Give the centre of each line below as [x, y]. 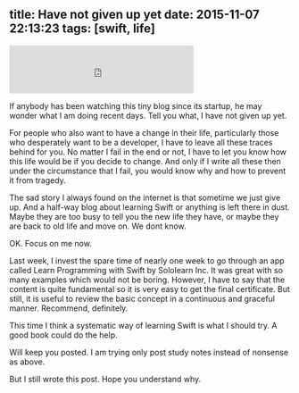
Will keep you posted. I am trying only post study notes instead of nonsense [149, 352]
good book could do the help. [63, 335]
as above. [27, 362]
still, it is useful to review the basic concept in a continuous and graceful [142, 298]
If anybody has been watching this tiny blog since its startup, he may [136, 105]
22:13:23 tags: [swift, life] [83, 29]
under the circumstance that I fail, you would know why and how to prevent [148, 171]
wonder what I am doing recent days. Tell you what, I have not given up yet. [148, 115]
